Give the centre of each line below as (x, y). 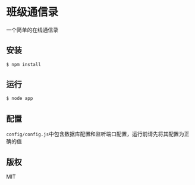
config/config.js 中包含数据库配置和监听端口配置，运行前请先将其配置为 (95, 134)
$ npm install (24, 64)
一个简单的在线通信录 (32, 30)
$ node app (20, 99)
